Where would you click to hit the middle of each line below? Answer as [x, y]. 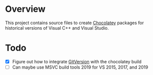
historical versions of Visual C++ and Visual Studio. [57, 28]
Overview [25, 9]
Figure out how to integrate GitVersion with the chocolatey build [77, 61]
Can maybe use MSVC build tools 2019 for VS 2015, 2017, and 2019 [80, 67]
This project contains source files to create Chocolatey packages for [75, 23]
